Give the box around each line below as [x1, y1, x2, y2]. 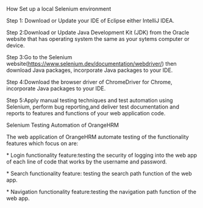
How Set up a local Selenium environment [6, 5, 112, 12]
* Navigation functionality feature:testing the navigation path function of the [6, 188, 197, 195]
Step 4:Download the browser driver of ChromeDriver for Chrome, [6, 79, 173, 85]
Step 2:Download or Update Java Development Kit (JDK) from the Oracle [6, 29, 190, 36]
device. [6, 42, 25, 49]
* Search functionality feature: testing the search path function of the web [6, 170, 192, 177]
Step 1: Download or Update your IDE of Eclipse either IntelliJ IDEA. [6, 17, 175, 24]
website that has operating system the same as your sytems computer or [6, 35, 190, 42]
